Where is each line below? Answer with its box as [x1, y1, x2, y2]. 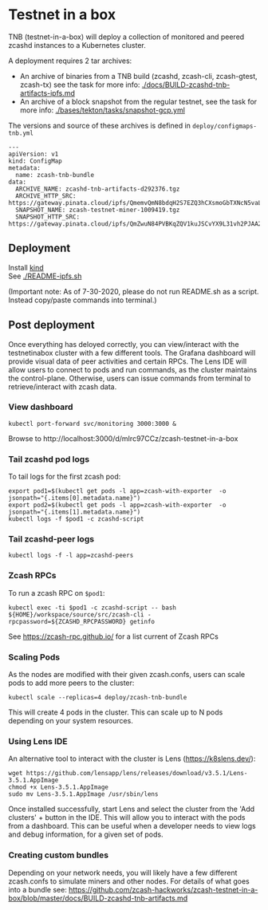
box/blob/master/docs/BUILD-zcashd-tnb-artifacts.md [8, 893, 188, 903]
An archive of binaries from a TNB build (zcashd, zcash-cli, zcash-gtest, [19, 71, 258, 81]
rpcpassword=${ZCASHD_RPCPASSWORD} [8, 617, 127, 625]
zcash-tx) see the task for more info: [19, 80, 140, 89]
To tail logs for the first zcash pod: [8, 472, 121, 482]
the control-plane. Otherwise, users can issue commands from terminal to [8, 373, 251, 383]
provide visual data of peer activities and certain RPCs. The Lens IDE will [8, 357, 247, 366]
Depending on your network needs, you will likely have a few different [8, 868, 238, 877]
